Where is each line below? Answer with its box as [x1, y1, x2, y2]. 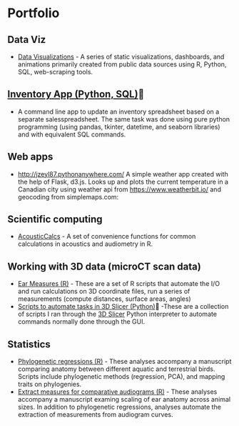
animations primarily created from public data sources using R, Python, [17, 60, 227, 69]
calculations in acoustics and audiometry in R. [17, 239, 153, 248]
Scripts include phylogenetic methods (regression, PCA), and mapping [17, 372, 225, 381]
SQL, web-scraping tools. [17, 68, 93, 76]
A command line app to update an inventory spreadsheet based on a [17, 107, 220, 116]
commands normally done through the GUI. [17, 317, 146, 326]
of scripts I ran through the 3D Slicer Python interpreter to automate [17, 309, 218, 319]
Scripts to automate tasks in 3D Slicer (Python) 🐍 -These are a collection [17, 302, 229, 311]
